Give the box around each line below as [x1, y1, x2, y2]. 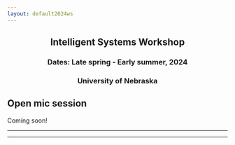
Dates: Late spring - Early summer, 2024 [47, 57, 188, 67]
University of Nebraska [77, 76, 158, 85]
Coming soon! [7, 116, 48, 125]
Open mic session [7, 97, 87, 109]
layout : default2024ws [7, 10, 73, 18]
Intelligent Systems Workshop [50, 36, 185, 48]
